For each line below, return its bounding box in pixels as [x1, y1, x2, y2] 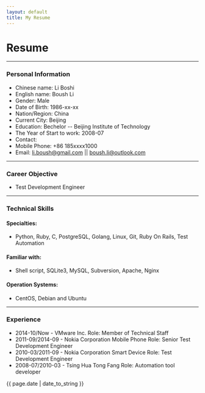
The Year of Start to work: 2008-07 [15, 129, 104, 136]
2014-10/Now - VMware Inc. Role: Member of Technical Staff [15, 329, 169, 336]
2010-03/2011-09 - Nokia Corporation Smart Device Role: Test [15, 349, 172, 356]
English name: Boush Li [15, 90, 74, 97]
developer [15, 368, 41, 375]
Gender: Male [15, 97, 50, 104]
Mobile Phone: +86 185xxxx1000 [15, 142, 98, 149]
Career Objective [6, 169, 58, 178]
